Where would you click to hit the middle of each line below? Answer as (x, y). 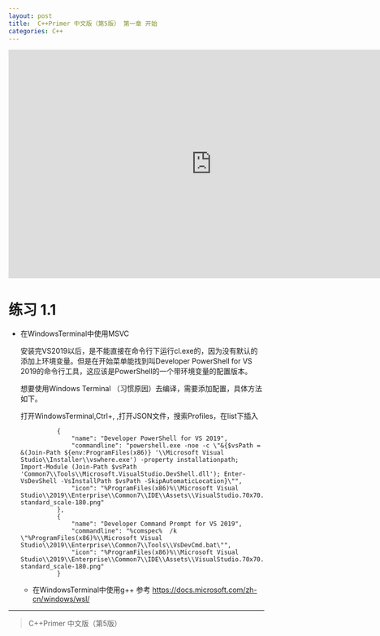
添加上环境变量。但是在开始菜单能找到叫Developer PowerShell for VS (136, 361)
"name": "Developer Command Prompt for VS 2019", (157, 524)
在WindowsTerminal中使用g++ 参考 (91, 590)
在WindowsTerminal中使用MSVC (75, 333)
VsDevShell (39, 481)
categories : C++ (36, 31)
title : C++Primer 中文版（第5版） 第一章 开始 (83, 24)
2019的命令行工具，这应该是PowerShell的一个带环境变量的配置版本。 (136, 372)
